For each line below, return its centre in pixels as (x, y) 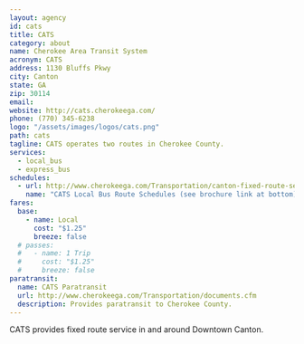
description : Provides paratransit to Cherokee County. (125, 304)
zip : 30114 (30, 93)
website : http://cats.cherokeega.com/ (82, 110)
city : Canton (34, 77)
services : (28, 152)
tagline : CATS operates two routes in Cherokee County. (117, 144)
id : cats (26, 26)
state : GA (28, 85)
